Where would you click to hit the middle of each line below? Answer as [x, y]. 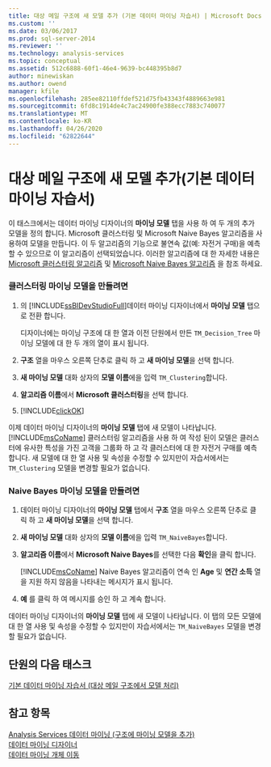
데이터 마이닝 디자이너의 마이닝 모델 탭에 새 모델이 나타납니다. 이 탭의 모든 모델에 [135, 617]
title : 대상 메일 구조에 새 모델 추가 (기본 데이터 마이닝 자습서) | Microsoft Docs [135, 16]
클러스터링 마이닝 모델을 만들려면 [69, 286]
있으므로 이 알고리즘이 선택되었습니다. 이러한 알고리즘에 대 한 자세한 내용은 [143, 253]
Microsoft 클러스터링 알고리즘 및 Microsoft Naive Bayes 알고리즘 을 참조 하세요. [135, 263]
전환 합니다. [47, 316]
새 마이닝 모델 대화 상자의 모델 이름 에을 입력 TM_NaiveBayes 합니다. [123, 537]
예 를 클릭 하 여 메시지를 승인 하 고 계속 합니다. [93, 599]
